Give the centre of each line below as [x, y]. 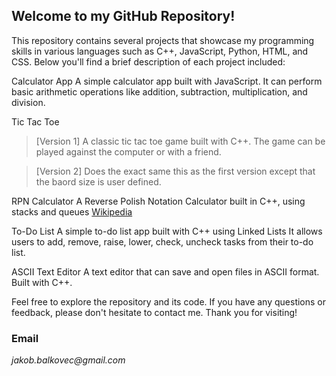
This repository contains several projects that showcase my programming [163, 40]
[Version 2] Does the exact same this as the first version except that [175, 171]
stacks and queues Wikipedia [72, 211]
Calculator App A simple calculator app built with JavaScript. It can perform [167, 81]
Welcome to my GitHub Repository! [123, 16]
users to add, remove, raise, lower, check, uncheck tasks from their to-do [162, 241]
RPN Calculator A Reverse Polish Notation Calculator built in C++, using [158, 201]
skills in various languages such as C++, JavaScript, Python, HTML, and [160, 51]
